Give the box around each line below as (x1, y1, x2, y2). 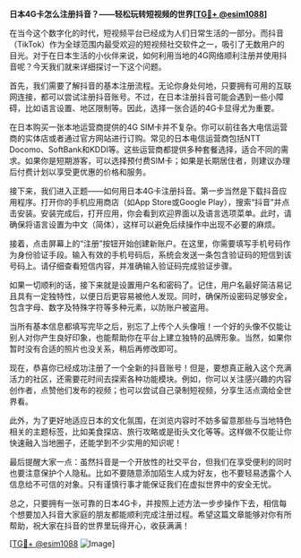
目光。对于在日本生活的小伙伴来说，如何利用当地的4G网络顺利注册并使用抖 (9, 50, 288, 61)
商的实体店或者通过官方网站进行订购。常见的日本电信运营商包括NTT (9, 133, 262, 143)
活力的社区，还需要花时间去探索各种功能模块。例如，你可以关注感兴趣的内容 (9, 373, 292, 384)
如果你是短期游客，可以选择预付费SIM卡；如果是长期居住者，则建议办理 (24, 156, 291, 166)
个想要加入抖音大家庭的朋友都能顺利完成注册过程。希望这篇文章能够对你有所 (9, 510, 292, 519)
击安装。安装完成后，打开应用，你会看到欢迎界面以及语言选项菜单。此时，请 (9, 208, 292, 219)
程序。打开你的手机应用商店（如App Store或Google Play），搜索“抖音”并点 (16, 197, 290, 207)
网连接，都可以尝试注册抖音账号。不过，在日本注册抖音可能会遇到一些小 (9, 91, 276, 102)
